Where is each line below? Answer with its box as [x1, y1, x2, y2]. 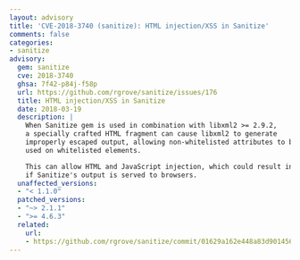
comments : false [9, 29, 70, 38]
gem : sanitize [17, 63, 70, 72]
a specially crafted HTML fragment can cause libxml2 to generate [25, 130, 278, 138]
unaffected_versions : [17, 179, 98, 188]
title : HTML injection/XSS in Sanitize [17, 96, 166, 105]
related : [17, 220, 50, 229]
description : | [17, 113, 74, 122]
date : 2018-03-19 [17, 105, 82, 113]
